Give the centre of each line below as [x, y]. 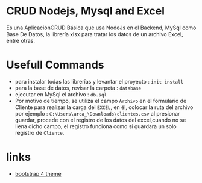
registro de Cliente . [39, 132]
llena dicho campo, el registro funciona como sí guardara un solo [96, 126]
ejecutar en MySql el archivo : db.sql [61, 94]
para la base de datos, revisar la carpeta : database [78, 88]
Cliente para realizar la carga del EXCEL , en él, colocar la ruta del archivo [104, 107]
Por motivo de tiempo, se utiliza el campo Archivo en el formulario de [101, 101]
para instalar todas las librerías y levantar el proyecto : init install [99, 81]
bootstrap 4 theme [38, 173]
